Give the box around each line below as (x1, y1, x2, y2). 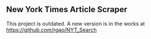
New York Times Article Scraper (6, 5, 128, 15)
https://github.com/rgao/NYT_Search (6, 26, 97, 33)
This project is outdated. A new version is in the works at (6, 20, 145, 27)
